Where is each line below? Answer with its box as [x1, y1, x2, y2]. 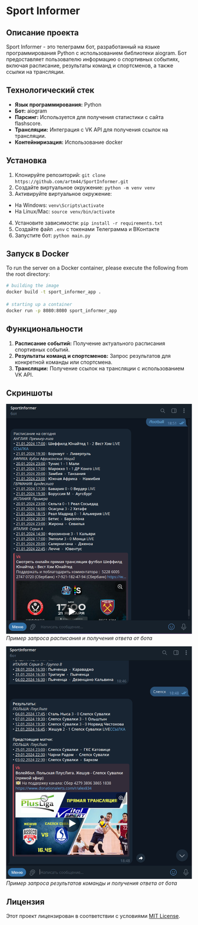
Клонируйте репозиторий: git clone [14, 171, 106, 178]
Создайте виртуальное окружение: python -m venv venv [14, 184, 156, 191]
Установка [6, 156, 47, 166]
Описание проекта [6, 28, 79, 38]
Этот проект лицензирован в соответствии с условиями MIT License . [6, 913, 181, 920]
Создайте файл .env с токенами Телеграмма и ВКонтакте [14, 225, 160, 232]
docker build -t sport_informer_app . [6, 289, 101, 295]
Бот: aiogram [14, 107, 47, 114]
